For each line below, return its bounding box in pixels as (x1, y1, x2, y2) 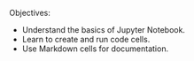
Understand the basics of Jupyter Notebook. (21, 25, 186, 34)
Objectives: (9, 8, 50, 18)
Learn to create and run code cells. (21, 34, 151, 44)
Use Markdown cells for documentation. (21, 43, 169, 54)
